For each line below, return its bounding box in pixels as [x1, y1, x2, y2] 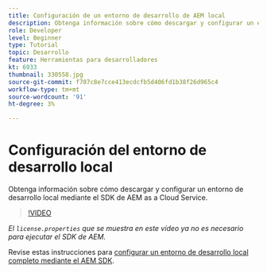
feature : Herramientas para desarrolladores [8, 56, 158, 64]
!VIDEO [27, 208, 52, 218]
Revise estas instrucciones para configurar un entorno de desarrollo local [8, 248, 249, 257]
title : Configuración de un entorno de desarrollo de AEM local [8, 11, 226, 20]
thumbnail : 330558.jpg [8, 71, 83, 79]
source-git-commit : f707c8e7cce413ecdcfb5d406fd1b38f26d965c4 [8, 78, 219, 86]
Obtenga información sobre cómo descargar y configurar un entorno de [8, 184, 244, 194]
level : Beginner [8, 33, 62, 42]
